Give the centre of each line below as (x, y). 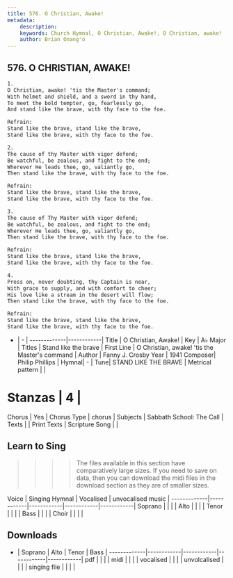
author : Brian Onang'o (53, 40)
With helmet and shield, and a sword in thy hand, (82, 97)
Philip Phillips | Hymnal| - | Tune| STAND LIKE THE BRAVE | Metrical (114, 362)
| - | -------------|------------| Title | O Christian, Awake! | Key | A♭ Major (122, 340)
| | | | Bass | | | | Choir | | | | (45, 513)
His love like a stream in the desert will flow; (81, 295)
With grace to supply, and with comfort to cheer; (82, 288)
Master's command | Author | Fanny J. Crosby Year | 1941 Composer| (116, 355)
